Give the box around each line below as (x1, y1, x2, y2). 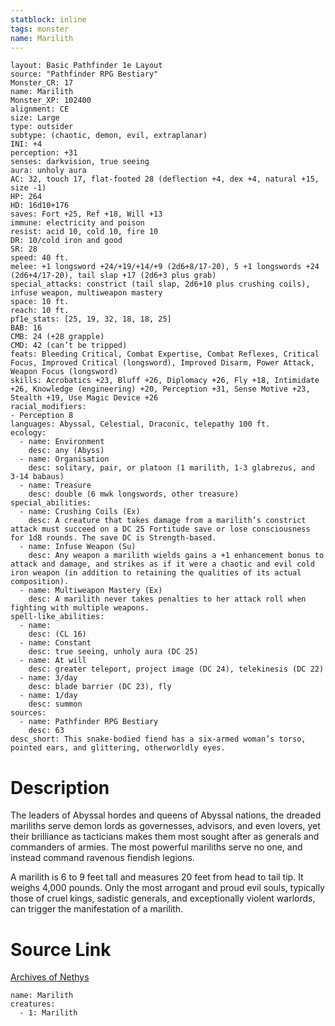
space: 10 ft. (10, 297, 70, 307)
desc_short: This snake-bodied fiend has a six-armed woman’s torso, (10, 734, 307, 745)
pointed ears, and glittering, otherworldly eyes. (10, 743, 226, 753)
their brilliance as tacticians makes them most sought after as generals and (10, 831, 320, 843)
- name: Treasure (19, 481, 92, 491)
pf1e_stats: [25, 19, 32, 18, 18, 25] (10, 314, 172, 325)
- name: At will (19, 656, 87, 666)
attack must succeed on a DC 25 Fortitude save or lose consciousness (10, 524, 311, 535)
